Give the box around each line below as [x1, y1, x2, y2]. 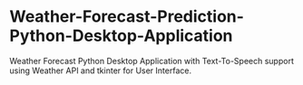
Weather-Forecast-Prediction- [9, 6, 245, 27]
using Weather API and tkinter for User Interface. [9, 65, 192, 76]
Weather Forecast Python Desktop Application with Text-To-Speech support [9, 55, 295, 66]
